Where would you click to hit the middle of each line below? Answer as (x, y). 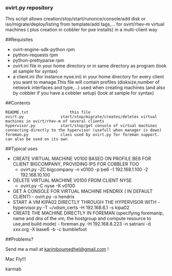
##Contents (18, 103)
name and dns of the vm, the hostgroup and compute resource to (82, 219)
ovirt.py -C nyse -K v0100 (48, 186)
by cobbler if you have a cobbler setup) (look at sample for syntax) (83, 93)
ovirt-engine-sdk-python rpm (44, 50)
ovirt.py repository (29, 8)
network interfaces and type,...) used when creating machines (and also (89, 88)
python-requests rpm (35, 55)
